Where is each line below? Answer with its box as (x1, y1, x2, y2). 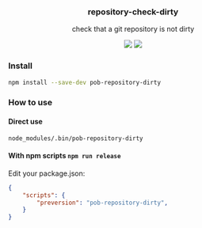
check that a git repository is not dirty (71, 25, 195, 34)
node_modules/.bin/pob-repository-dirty (8, 134, 144, 142)
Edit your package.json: (8, 169, 86, 178)
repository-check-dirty (87, 6, 179, 17)
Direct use (8, 116, 44, 126)
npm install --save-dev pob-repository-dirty (8, 78, 161, 86)
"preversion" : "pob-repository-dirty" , (36, 199, 169, 207)
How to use (8, 97, 53, 108)
